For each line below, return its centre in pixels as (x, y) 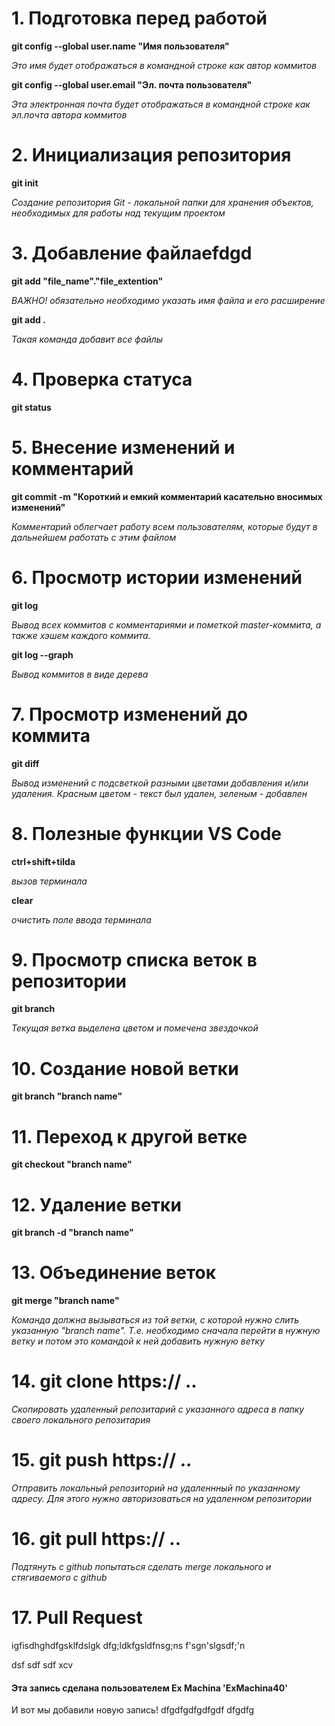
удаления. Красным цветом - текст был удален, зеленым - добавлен (159, 793)
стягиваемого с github (59, 1577)
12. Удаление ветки (96, 1204)
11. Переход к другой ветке (129, 1136)
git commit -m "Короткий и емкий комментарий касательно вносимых (167, 496)
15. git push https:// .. (102, 1460)
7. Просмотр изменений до (130, 714)
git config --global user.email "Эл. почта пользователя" (132, 84)
